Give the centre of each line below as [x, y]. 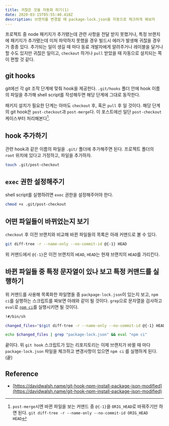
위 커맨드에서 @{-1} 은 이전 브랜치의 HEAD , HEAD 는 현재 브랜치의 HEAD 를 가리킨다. [82, 254]
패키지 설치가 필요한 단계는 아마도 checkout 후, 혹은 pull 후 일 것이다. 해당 [78, 105]
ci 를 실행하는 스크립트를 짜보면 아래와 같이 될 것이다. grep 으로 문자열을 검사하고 [84, 300]
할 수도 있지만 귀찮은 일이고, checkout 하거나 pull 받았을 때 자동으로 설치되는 [81, 53]
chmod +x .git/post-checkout [36, 204]
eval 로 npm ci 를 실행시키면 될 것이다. [42, 307]
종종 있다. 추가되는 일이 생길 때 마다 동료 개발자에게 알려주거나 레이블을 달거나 [87, 47]
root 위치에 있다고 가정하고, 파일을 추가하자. [49, 155]
